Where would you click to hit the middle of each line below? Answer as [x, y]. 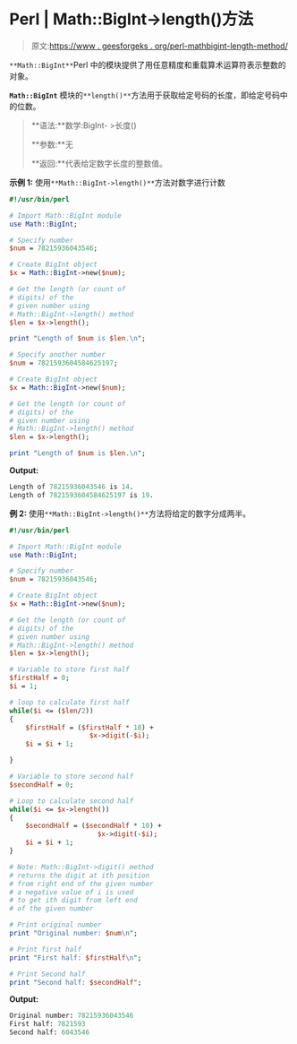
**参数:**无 [52, 144]
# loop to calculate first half [69, 702]
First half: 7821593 [48, 1024]
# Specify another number [57, 355]
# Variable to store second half [72, 777]
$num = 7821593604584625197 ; [64, 363]
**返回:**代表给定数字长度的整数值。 [99, 163]
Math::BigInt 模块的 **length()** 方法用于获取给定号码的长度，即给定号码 [144, 95]
